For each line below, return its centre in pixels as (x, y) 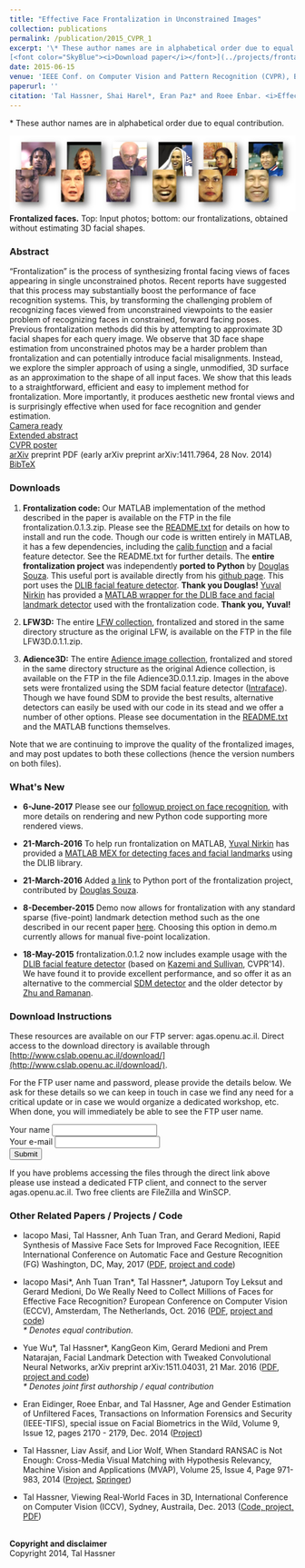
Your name (30, 1130)
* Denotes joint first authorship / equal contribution (118, 1386)
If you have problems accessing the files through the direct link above (140, 1173)
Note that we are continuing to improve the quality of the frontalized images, (152, 744)
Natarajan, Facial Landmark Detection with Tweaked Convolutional (147, 1357)
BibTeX (23, 464)
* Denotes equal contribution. (78, 1330)
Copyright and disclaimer (58, 1543)
